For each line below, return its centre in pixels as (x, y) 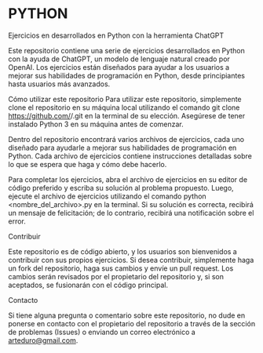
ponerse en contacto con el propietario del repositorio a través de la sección (132, 323)
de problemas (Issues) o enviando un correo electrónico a (102, 332)
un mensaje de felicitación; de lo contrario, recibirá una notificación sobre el (131, 213)
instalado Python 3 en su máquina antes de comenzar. (96, 124)
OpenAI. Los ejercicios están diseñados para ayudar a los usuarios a (119, 67)
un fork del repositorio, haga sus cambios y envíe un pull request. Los (121, 268)
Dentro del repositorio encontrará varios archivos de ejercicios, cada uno (126, 139)
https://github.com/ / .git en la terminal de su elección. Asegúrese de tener (127, 115)
